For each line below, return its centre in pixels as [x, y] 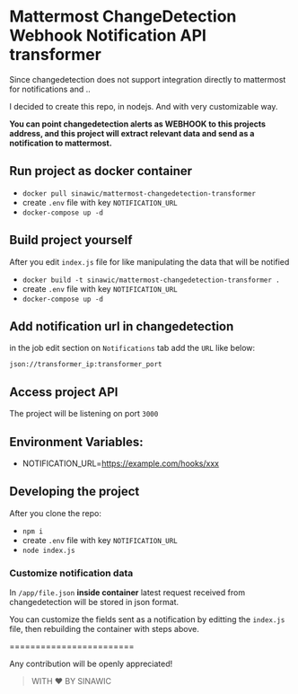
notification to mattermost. [61, 143]
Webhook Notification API [108, 35]
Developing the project [74, 492]
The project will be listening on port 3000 [84, 414]
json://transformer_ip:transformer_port [86, 365]
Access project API [64, 392]
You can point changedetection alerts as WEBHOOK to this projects [138, 124]
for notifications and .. [50, 89]
